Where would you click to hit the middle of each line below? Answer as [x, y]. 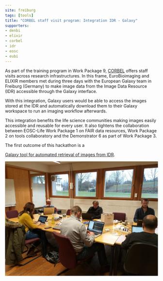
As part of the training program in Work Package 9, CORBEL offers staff [76, 71]
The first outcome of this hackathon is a [45, 145]
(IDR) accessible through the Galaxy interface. [51, 91]
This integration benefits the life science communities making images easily [81, 120]
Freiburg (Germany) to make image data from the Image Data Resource [76, 86]
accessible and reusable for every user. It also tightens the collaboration [77, 125]
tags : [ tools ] [19, 15]
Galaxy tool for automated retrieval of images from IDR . [60, 155]
